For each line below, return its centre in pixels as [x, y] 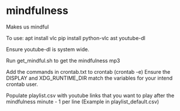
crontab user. [22, 84]
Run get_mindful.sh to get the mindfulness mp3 [63, 60]
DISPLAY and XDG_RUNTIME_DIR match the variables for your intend [89, 78]
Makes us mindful [27, 27]
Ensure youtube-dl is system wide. [48, 49]
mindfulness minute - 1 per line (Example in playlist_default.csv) [83, 101]
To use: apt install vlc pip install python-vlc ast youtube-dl [76, 38]
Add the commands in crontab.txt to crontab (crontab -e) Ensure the [88, 71]
